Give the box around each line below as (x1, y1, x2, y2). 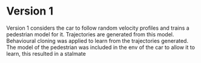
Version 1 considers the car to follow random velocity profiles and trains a (6, 24, 189, 31)
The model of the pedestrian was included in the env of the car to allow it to (6, 44, 196, 51)
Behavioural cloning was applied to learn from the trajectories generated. (6, 37, 189, 44)
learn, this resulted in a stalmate (6, 50, 86, 57)
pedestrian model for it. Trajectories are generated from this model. (6, 30, 174, 38)
